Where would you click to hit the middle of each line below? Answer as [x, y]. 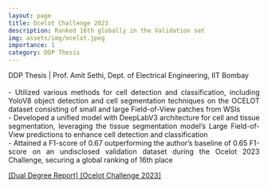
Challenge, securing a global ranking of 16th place [91, 160]
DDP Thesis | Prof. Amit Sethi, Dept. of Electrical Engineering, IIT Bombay [129, 75]
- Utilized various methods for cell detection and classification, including [134, 92]
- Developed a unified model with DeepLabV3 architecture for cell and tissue [134, 117]
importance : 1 [32, 45]
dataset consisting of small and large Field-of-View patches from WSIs [124, 109]
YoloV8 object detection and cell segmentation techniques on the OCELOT [134, 101]
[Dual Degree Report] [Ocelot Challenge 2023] [85, 175]
